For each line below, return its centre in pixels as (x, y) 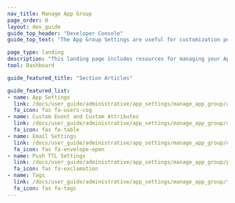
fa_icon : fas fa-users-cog (53, 110)
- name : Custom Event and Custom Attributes (73, 117)
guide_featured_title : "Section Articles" (70, 78)
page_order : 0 (28, 20)
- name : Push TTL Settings (47, 156)
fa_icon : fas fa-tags (45, 188)
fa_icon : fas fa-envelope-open (59, 149)
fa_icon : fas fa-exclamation (56, 169)
